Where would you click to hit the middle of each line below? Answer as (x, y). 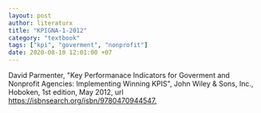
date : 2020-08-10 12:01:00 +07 (60, 53)
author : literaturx (41, 23)
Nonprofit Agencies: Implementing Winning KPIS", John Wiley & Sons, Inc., (131, 84)
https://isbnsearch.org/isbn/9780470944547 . (83, 101)
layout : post (30, 16)
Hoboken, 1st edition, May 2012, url (66, 92)
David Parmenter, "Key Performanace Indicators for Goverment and (119, 75)
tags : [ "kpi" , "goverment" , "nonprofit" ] (78, 45)
